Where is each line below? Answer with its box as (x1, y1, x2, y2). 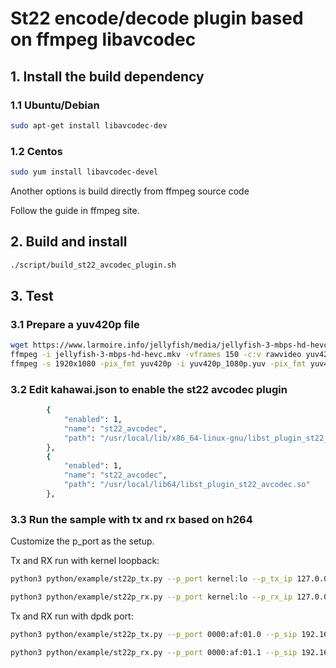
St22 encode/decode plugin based (10, 7, 304, 30)
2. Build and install (10, 233, 128, 251)
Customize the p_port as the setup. (10, 535, 155, 547)
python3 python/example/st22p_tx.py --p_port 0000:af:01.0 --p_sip (10, 630, 298, 640)
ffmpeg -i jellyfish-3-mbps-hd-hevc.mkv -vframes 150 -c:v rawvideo (10, 350, 302, 360)
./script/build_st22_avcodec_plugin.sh (10, 260, 177, 270)
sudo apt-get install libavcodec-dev (10, 120, 168, 131)
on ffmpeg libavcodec (10, 28, 197, 51)
